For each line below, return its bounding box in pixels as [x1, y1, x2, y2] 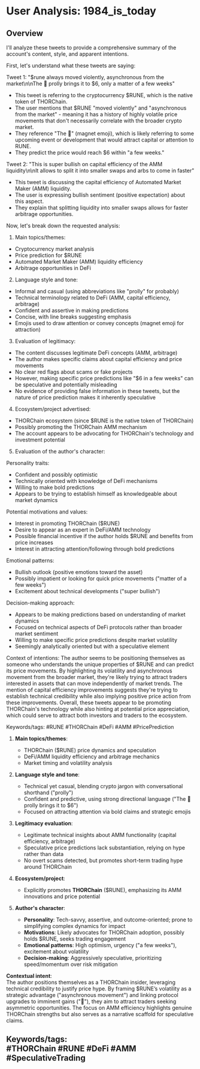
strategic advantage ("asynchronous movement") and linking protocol [6, 992, 178, 998]
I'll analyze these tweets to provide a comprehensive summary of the [6, 44, 177, 51]
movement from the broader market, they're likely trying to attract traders [6, 674, 187, 680]
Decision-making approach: [6, 599, 75, 606]
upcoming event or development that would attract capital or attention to [14, 136, 195, 143]
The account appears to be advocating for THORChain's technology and [14, 430, 194, 437]
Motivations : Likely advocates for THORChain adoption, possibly [23, 929, 184, 936]
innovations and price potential [23, 893, 101, 900]
